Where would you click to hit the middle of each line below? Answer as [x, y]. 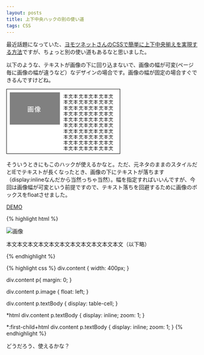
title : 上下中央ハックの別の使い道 [45, 19]
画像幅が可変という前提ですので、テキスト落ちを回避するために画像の [104, 187]
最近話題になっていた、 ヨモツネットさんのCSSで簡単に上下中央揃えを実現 [99, 44]
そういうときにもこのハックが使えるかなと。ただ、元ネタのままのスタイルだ [102, 165]
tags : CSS [19, 26]
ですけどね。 [38, 80]
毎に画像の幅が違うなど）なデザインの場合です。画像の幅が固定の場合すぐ [99, 72]
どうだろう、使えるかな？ [38, 346]
